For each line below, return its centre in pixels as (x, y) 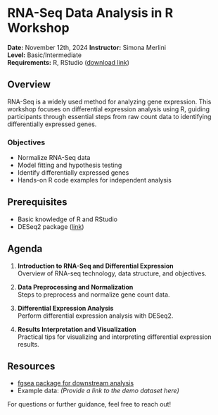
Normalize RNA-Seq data (54, 158)
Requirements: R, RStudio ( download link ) (69, 62)
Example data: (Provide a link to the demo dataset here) (98, 391)
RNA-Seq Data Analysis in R (90, 13)
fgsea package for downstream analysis (76, 383)
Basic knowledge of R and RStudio (68, 219)
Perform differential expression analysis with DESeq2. (95, 316)
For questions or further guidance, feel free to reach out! (89, 404)
